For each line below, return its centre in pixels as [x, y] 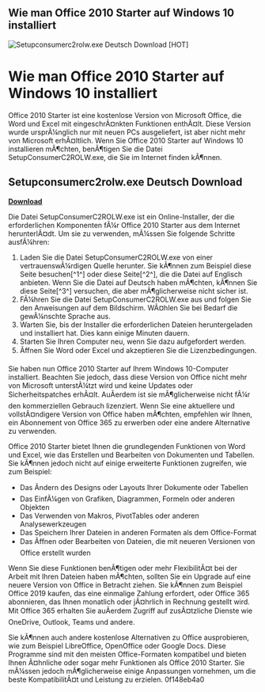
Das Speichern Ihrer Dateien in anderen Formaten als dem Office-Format [138, 532]
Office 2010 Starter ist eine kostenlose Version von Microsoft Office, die [125, 115]
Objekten [34, 507]
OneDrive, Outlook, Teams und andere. [72, 622]
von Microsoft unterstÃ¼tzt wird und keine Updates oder [101, 385]
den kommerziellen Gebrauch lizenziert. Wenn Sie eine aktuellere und [121, 405]
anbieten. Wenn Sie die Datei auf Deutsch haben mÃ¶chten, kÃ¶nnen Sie [138, 282]
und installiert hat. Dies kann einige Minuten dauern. [104, 333]
